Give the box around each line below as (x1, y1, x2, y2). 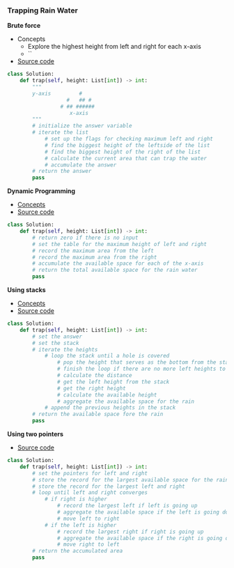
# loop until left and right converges (32, 489, 148, 496)
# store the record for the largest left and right (32, 483, 186, 490)
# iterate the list (32, 129, 89, 136)
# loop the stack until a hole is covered (44, 353, 170, 360)
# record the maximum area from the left (32, 247, 155, 254)
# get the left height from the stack (56, 378, 170, 385)
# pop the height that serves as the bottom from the (56, 359, 217, 366)
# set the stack (32, 339, 79, 346)
